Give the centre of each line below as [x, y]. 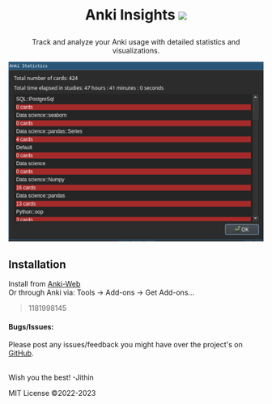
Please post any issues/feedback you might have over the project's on [125, 345]
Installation [37, 264]
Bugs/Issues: [31, 326]
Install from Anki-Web [45, 283]
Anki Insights [130, 15]
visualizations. [136, 51]
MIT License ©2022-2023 [52, 393]
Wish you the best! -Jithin [51, 377]
